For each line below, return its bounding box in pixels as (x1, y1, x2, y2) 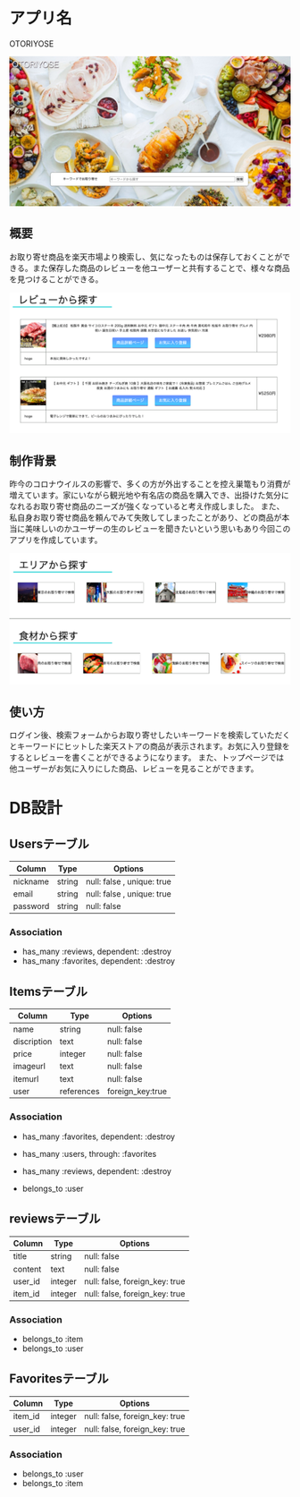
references (59, 1085, 100, 1096)
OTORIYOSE (9, 38, 54, 49)
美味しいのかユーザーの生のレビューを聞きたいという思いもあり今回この (24, 523, 291, 534)
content (12, 1263, 42, 1274)
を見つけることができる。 (9, 274, 104, 285)
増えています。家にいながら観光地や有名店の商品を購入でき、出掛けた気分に (9, 489, 289, 501)
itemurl (12, 1073, 39, 1084)
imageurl (12, 1061, 46, 1072)
